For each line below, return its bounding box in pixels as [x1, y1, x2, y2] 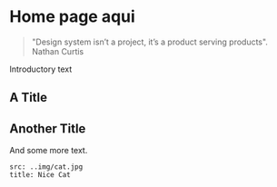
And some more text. [9, 145, 88, 156]
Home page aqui [9, 6, 136, 27]
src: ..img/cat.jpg [9, 162, 84, 172]
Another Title [9, 121, 86, 136]
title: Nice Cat [9, 171, 71, 180]
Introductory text [9, 64, 73, 74]
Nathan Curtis [31, 45, 84, 56]
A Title [9, 90, 48, 105]
